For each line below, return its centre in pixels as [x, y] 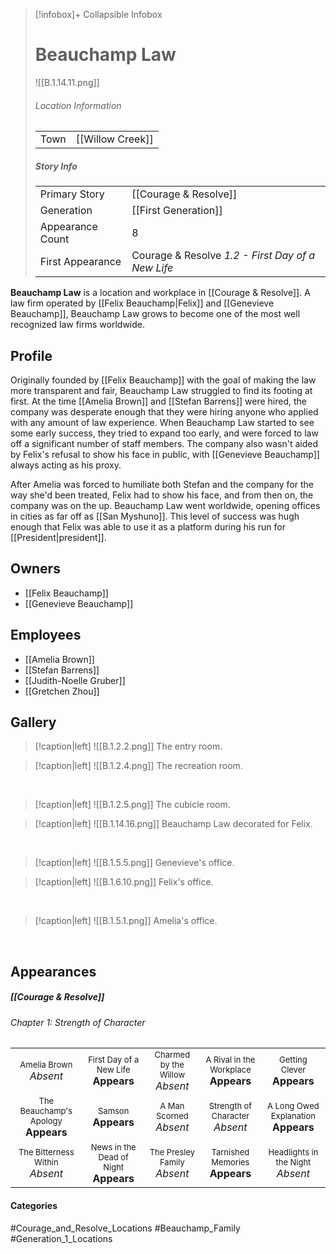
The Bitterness [46, 1152]
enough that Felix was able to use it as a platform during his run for [148, 526]
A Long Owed [293, 1106]
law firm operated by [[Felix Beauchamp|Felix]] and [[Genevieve [142, 303]
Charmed [172, 1055]
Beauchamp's [46, 1111]
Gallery [33, 722]
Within [46, 1162]
